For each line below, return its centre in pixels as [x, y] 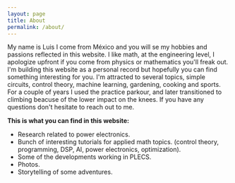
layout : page [26, 14]
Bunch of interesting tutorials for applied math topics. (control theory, [118, 142]
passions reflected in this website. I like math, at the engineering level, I [111, 54]
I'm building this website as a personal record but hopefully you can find [112, 70]
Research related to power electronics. [74, 134]
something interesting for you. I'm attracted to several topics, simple [107, 77]
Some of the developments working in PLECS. [84, 157]
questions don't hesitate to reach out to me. [71, 107]
